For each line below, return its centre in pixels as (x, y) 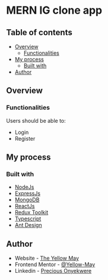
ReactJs (25, 206)
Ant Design (28, 225)
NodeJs (24, 187)
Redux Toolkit (31, 213)
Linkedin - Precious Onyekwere (53, 271)
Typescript (28, 219)
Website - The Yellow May (47, 258)
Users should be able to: (36, 120)
